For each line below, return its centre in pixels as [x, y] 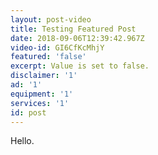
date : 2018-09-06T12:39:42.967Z [77, 38]
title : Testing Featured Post [73, 29]
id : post [28, 112]
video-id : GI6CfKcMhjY [57, 47]
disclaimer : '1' [44, 76]
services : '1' [40, 103]
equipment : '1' [42, 94]
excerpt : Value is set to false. [80, 66]
